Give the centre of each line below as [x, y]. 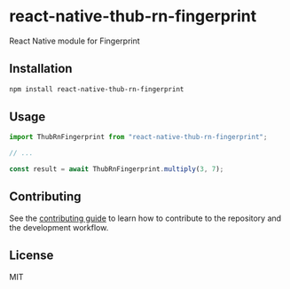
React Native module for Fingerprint [74, 41]
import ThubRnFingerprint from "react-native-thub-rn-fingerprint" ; [138, 137]
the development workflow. [59, 227]
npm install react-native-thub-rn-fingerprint [97, 89]
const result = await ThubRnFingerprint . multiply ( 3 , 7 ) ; [117, 169]
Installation [41, 69]
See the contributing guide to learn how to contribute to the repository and [145, 218]
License [31, 256]
